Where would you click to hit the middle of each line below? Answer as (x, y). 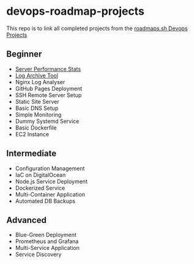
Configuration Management (50, 168)
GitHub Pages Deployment (49, 88)
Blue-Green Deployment (46, 235)
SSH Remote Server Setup (48, 95)
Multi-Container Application (50, 194)
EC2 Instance (32, 134)
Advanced (27, 220)
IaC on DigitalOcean (40, 175)
